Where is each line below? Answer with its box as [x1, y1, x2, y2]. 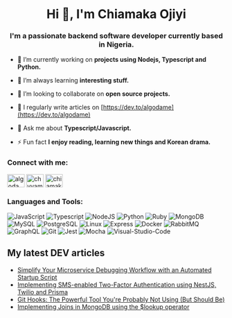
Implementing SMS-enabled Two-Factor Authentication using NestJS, [17, 281, 217, 289]
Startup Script [17, 273, 57, 281]
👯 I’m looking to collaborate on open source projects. [17, 90, 171, 98]
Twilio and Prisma [17, 287, 68, 296]
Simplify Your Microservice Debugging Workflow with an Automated [17, 265, 212, 274]
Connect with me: [7, 158, 69, 167]
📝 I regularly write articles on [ [17, 103, 104, 112]
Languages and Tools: [7, 196, 83, 206]
